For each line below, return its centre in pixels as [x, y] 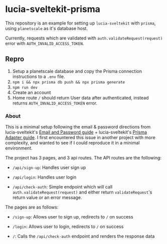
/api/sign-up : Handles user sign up [49, 167]
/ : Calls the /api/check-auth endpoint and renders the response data [83, 236]
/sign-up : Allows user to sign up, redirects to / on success [73, 217]
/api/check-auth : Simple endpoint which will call [62, 187]
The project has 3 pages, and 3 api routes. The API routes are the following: [83, 158]
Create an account [32, 92]
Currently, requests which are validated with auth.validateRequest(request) [84, 38]
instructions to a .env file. [39, 76]
